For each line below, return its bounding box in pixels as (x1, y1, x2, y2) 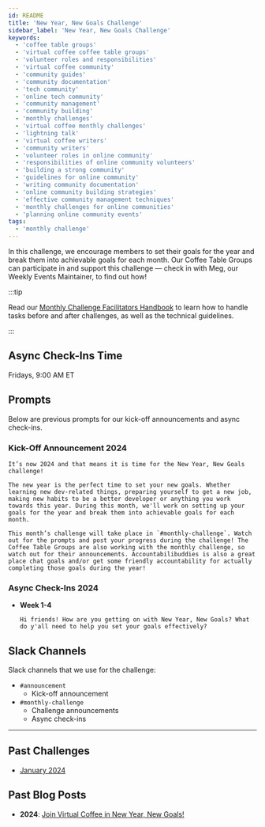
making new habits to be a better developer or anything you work (8, 495, 231, 503)
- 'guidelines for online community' (15, 173, 140, 182)
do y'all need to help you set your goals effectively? (19, 623, 207, 631)
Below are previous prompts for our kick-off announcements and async (8, 414, 241, 423)
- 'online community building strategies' (15, 188, 157, 196)
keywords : (8, 33, 41, 42)
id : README (8, 11, 44, 20)
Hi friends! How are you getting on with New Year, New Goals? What (19, 616, 250, 624)
